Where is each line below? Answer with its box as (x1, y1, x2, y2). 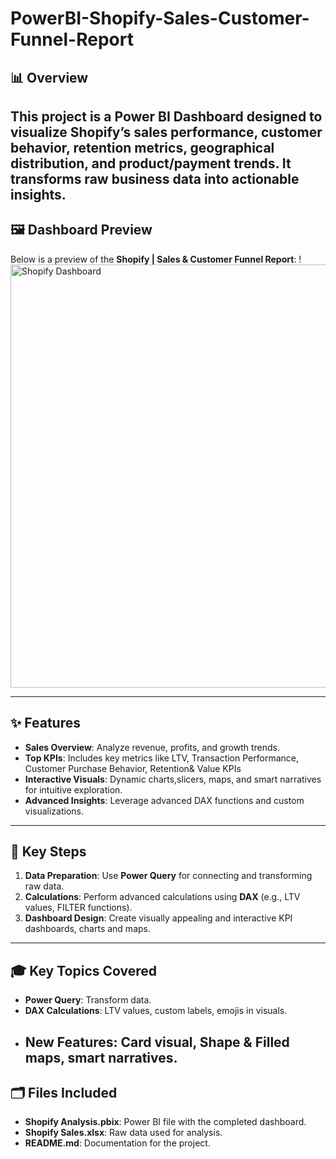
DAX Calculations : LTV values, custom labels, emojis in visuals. (24, 1005, 288, 1017)
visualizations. (24, 805, 85, 817)
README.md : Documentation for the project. (24, 1137, 211, 1149)
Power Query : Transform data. (24, 994, 152, 1006)
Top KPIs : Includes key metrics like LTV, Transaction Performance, (24, 752, 299, 764)
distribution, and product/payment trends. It (10, 155, 292, 172)
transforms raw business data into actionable (10, 170, 300, 187)
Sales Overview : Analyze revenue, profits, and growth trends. (24, 741, 280, 753)
